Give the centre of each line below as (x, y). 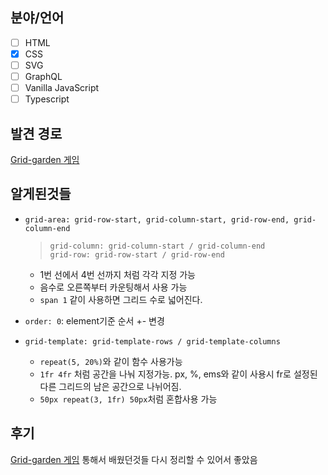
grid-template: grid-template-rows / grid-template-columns (152, 341)
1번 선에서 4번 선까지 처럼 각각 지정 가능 (117, 274)
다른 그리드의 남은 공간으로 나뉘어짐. (110, 386)
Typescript (47, 99)
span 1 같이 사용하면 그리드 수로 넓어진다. (121, 299)
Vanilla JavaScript (62, 88)
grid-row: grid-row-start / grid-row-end (137, 254)
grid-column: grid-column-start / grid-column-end (157, 246)
